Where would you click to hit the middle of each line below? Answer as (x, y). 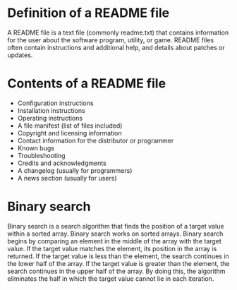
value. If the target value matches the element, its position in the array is (112, 248)
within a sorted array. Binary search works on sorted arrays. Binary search (115, 234)
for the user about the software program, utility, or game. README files (110, 40)
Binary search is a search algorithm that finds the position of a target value (116, 226)
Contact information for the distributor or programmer (96, 140)
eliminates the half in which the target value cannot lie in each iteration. (111, 278)
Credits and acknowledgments (62, 163)
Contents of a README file (87, 84)
